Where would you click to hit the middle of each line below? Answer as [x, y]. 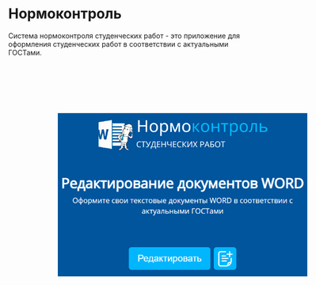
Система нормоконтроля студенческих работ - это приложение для [124, 36]
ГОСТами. [25, 52]
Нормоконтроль [65, 14]
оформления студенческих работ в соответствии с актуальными [118, 44]
